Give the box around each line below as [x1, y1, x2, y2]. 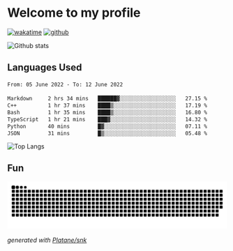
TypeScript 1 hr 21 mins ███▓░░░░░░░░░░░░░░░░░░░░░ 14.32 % [7, 116, 208, 123]
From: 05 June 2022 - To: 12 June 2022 [7, 81, 123, 88]
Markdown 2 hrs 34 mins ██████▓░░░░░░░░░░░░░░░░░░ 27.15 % [7, 95, 208, 102]
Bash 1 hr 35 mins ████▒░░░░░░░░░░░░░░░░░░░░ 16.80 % [7, 109, 208, 116]
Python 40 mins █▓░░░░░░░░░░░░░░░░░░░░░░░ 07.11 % [7, 123, 208, 130]
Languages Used [7, 61, 82, 74]
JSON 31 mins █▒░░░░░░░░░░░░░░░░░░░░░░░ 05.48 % [7, 130, 208, 137]
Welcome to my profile [7, 5, 141, 21]
